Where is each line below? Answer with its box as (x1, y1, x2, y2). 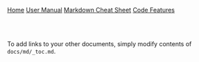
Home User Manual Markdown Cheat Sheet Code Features (7, 6, 175, 14)
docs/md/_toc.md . (7, 48, 56, 55)
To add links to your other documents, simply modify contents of (7, 40, 192, 48)
